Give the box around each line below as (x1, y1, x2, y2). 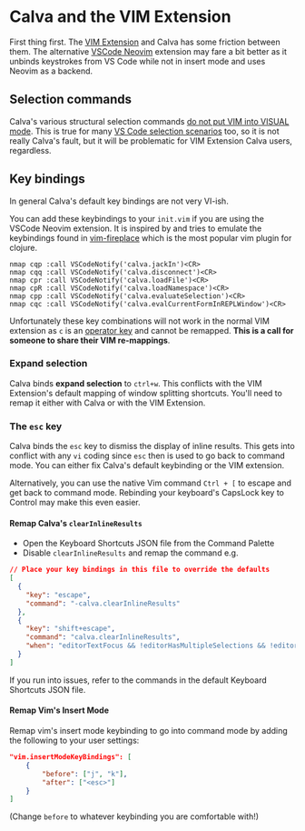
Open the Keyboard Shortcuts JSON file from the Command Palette (22, 538, 275, 549)
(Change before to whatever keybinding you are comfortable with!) (9, 811, 260, 822)
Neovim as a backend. (9, 65, 93, 76)
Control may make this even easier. (9, 497, 141, 508)
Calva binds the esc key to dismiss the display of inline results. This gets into (9, 441, 295, 452)
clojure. (9, 242, 38, 253)
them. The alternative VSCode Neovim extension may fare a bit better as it (9, 45, 288, 56)
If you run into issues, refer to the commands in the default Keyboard (9, 675, 268, 686)
